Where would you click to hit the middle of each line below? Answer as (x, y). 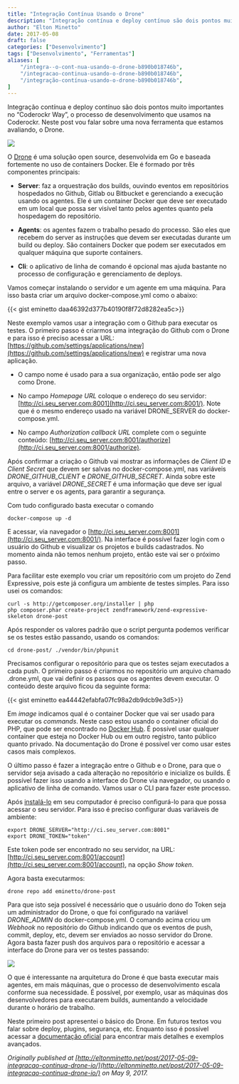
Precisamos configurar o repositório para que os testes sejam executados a (118, 664)
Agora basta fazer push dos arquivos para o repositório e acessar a (106, 943)
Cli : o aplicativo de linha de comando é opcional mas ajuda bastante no (122, 266)
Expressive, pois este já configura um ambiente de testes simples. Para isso (118, 583)
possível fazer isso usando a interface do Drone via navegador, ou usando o (119, 781)
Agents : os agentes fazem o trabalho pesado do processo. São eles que (124, 230)
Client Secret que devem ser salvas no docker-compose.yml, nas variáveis (117, 469)
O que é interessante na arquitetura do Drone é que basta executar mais (113, 977)
